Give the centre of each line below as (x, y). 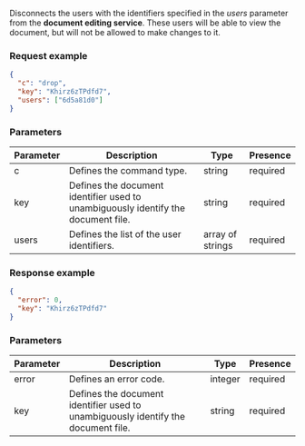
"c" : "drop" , (42, 84)
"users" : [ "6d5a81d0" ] (60, 100)
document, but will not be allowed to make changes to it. (115, 32)
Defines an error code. (117, 379)
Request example (49, 55)
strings (218, 245)
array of (220, 233)
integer (225, 379)
